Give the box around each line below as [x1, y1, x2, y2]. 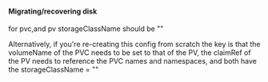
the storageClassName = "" [8, 64, 99, 75]
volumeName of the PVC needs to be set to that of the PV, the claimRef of [8, 48, 251, 57]
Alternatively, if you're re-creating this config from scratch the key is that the [8, 40, 261, 49]
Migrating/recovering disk [8, 6, 98, 16]
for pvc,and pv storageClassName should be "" [8, 24, 164, 33]
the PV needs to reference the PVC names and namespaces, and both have [8, 57, 258, 66]
